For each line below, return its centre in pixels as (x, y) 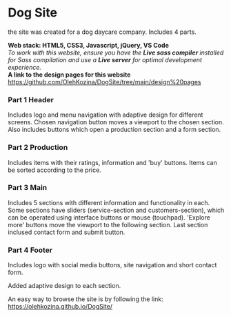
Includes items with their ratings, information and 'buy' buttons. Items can (112, 162)
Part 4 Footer (30, 250)
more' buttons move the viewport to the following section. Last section (108, 224)
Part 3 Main (28, 188)
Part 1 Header (31, 99)
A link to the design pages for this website (69, 75)
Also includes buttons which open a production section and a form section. (114, 130)
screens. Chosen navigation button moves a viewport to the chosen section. (116, 122)
